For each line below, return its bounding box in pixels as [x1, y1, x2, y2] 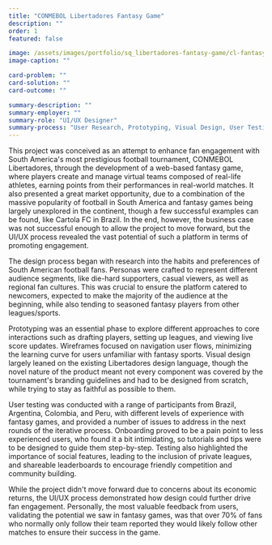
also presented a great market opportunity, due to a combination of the [8, 189, 245, 199]
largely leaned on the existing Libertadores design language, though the [8, 358, 249, 368]
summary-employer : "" [8, 109, 82, 117]
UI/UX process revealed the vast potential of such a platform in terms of [8, 232, 249, 242]
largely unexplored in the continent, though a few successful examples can [8, 206, 259, 216]
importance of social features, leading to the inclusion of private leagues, [8, 452, 253, 461]
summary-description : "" [8, 101, 92, 109]
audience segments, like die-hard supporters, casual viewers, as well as [8, 273, 249, 284]
